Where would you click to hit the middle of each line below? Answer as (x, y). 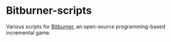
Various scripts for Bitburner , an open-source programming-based (86, 26)
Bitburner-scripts (49, 11)
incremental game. (28, 32)
